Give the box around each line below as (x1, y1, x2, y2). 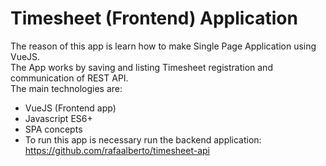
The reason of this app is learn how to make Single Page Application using (10, 40, 317, 52)
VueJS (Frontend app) (24, 102, 117, 114)
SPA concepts (24, 123, 83, 135)
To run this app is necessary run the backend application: (24, 133, 262, 146)
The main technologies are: (10, 82, 123, 94)
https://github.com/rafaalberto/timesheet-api (24, 144, 211, 156)
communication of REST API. (10, 72, 129, 84)
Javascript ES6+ (24, 112, 93, 124)
